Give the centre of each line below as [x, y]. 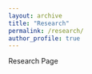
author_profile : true [44, 38]
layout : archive [35, 16]
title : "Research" [39, 23]
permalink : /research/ [46, 31]
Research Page [33, 61]
